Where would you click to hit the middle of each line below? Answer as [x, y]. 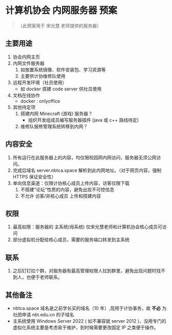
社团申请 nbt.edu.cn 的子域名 [43, 314]
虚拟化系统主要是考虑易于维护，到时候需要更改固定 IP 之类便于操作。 [85, 327]
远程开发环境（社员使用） [40, 82]
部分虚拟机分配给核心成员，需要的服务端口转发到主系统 [71, 240]
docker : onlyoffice [40, 101]
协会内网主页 [26, 56]
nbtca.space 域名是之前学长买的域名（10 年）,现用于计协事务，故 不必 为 [90, 308]
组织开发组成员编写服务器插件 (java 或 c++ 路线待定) [83, 120]
